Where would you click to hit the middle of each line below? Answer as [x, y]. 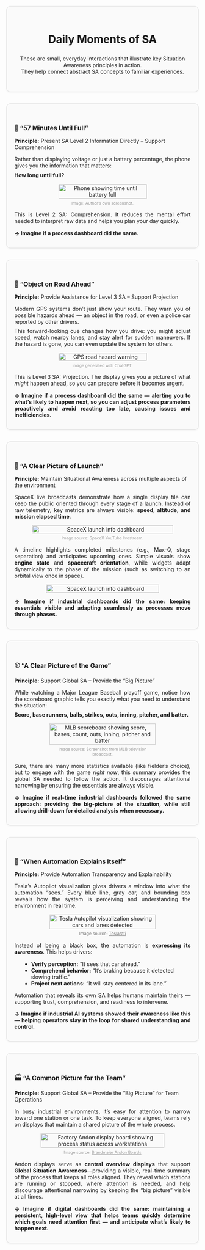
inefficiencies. [33, 415]
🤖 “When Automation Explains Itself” [70, 861]
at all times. [29, 1197]
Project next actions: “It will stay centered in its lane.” [99, 984]
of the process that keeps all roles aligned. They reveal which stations [103, 1177]
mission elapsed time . [43, 516]
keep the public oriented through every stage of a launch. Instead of [103, 503]
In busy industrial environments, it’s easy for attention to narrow [103, 1111]
